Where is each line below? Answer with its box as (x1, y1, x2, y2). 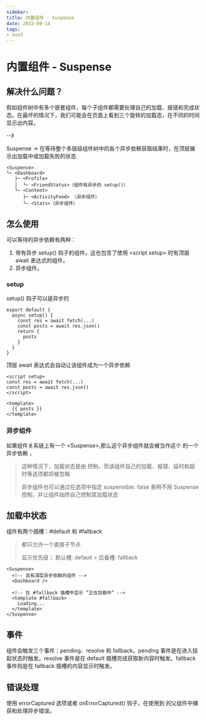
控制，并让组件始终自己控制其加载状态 (21, 491, 118, 498)
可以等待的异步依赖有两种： (6, 236, 77, 243)
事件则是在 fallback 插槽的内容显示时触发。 (6, 662, 115, 670)
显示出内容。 (6, 119, 39, 126)
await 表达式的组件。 (15, 256, 69, 264)
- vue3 (6, 32, 23, 38)
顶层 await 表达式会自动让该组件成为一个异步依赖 (6, 361, 131, 369)
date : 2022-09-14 (6, 20, 51, 26)
